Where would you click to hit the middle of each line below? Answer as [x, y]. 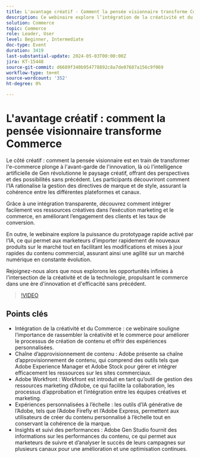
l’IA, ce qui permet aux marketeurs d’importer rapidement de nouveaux [93, 240]
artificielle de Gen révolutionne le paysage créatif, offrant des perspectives [98, 173]
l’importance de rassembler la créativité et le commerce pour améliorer [102, 335]
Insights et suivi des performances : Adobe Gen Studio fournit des [96, 429]
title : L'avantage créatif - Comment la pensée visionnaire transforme [97, 12]
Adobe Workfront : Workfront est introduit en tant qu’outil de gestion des [104, 379]
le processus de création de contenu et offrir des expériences [90, 341]
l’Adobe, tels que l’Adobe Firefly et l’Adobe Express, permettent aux [97, 411]
